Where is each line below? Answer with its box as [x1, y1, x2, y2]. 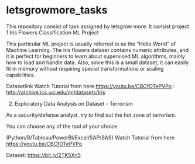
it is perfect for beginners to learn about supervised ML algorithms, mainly [6, 53, 186, 60]
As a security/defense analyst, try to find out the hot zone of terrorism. [6, 111, 177, 118]
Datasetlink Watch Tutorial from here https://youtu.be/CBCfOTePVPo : [6, 82, 175, 89]
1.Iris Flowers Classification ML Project [6, 29, 100, 36]
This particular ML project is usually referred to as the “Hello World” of [6, 40, 176, 47]
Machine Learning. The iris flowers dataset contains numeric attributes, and [6, 46, 189, 53]
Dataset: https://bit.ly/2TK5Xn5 [6, 151, 81, 158]
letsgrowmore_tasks [6, 4, 108, 17]
